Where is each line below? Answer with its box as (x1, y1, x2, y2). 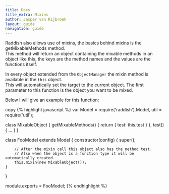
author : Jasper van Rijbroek (5, 17, 67, 22)
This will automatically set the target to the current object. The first (5, 82, 144, 88)
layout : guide (5, 21, 35, 27)
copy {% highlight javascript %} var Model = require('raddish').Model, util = (5, 107, 162, 113)
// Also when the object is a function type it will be (14, 151, 135, 156)
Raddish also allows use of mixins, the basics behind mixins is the (5, 40, 142, 46)
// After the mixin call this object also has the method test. (14, 147, 152, 152)
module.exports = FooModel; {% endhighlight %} (5, 183, 107, 189)
